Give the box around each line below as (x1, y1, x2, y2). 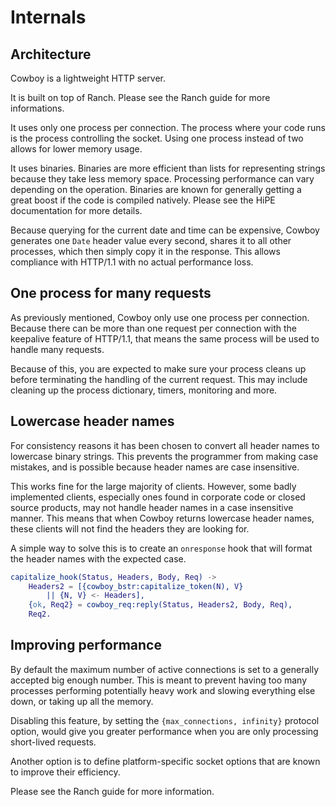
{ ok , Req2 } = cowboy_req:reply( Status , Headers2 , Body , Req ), (28, 600, 293, 610)
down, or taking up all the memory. (10, 695, 154, 707)
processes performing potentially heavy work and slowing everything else (10, 684, 316, 696)
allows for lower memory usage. (10, 143, 143, 155)
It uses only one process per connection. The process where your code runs (10, 122, 326, 133)
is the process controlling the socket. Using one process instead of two (10, 132, 304, 144)
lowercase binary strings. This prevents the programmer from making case (10, 450, 319, 462)
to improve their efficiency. (10, 766, 121, 778)
